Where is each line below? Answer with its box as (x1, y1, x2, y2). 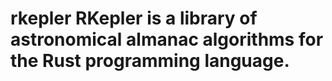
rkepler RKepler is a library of (10, 7, 258, 30)
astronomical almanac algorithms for (10, 28, 324, 51)
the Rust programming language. (10, 50, 290, 72)
